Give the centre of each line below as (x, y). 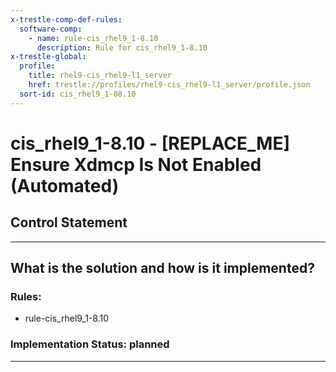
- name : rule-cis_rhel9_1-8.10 (93, 38)
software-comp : (51, 29)
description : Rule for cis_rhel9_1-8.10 (122, 47)
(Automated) (65, 185)
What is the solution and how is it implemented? (162, 268)
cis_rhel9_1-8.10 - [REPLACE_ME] (150, 143)
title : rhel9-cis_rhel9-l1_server (100, 76)
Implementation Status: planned (90, 344)
